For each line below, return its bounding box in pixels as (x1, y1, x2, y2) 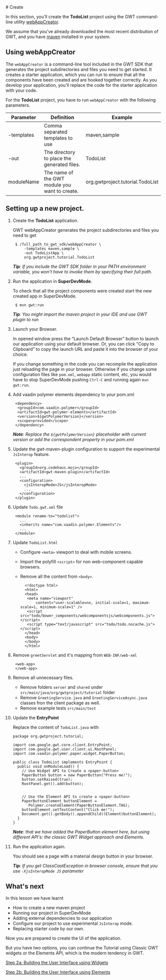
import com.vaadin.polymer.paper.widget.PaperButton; (12, 751, 126, 756)
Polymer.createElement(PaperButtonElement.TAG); (28, 803, 130, 808)
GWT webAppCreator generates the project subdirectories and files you (12, 227, 159, 233)
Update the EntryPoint (12, 715, 59, 720)
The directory (44, 149, 75, 155)
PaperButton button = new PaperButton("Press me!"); (22, 772, 133, 778)
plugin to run (12, 316, 39, 322)
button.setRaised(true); (22, 777, 73, 782)
